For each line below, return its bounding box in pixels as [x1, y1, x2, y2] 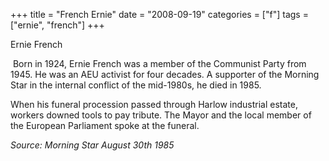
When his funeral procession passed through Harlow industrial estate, [10, 99, 298, 110]
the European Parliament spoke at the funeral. [10, 120, 200, 131]
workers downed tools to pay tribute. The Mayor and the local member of [10, 109, 312, 121]
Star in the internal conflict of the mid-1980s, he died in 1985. [10, 79, 262, 91]
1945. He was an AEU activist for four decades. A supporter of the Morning [10, 69, 320, 80]
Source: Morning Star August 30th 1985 [10, 139, 175, 151]
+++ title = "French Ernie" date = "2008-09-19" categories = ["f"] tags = [10, 9, 309, 20]
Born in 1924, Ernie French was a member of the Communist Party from [12, 58, 307, 69]
